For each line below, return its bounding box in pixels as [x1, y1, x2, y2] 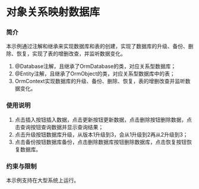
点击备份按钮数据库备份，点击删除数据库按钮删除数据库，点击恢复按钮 [14, 138, 187, 146]
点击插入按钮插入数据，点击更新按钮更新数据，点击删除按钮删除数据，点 [14, 116, 192, 123]
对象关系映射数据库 [6, 5, 100, 19]
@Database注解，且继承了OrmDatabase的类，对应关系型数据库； [14, 63, 176, 70]
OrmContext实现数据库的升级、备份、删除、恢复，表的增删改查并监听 [14, 78, 185, 85]
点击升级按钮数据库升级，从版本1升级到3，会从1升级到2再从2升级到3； [14, 131, 188, 138]
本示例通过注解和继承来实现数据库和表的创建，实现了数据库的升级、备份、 [6, 43, 188, 50]
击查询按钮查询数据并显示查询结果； [14, 123, 104, 131]
